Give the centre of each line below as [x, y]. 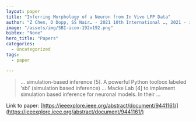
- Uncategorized [31, 49]
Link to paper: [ [24, 105]
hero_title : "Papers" [32, 38]
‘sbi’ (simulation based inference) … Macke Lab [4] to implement [98, 88]
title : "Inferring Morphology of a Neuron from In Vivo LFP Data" [88, 17]
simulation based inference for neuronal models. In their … [90, 94]
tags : [13, 55]
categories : [20, 44]
